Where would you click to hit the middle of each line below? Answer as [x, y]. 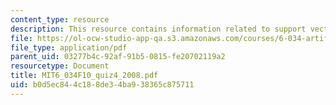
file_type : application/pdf [69, 47]
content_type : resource [60, 19]
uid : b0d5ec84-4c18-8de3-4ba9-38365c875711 [102, 85]
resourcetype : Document [60, 66]
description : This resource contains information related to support [158, 29]
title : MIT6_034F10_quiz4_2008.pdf [84, 76]
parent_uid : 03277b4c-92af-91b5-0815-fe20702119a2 [118, 57]
